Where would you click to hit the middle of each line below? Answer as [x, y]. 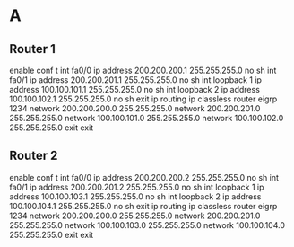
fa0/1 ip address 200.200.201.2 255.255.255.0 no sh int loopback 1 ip [137, 187]
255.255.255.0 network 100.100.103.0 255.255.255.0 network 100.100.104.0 [147, 225]
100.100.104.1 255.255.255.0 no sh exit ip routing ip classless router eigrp [143, 206]
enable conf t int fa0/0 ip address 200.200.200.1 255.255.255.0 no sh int [143, 70]
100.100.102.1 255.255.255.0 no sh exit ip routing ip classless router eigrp [143, 99]
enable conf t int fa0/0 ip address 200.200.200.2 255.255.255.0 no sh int [144, 177]
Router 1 [33, 49]
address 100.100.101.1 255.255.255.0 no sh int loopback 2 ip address [134, 89]
